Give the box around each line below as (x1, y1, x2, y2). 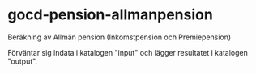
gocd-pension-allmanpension (7, 6, 214, 24)
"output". (7, 56, 38, 66)
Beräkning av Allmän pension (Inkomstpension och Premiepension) (7, 32, 232, 42)
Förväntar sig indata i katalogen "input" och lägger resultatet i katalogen (7, 47, 248, 57)
